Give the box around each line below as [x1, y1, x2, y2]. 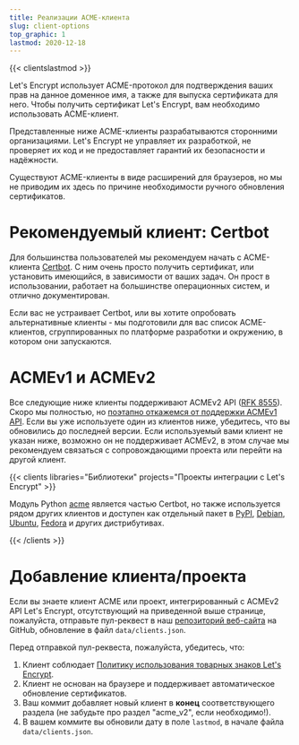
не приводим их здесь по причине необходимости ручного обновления [9, 181, 285, 193]
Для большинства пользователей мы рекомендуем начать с [9, 252, 242, 263]
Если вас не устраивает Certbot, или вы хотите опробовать [9, 308, 236, 318]
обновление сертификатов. [21, 688, 127, 699]
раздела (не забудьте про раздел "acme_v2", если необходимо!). [21, 707, 271, 718]
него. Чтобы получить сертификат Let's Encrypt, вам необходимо [9, 100, 261, 110]
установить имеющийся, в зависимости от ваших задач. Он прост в [9, 271, 270, 282]
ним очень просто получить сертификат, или [81, 262, 254, 273]
